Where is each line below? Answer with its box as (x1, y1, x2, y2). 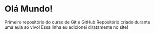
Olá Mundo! (4, 3, 53, 14)
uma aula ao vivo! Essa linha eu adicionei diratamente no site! (4, 24, 128, 30)
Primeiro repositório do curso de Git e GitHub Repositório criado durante (4, 19, 150, 25)
